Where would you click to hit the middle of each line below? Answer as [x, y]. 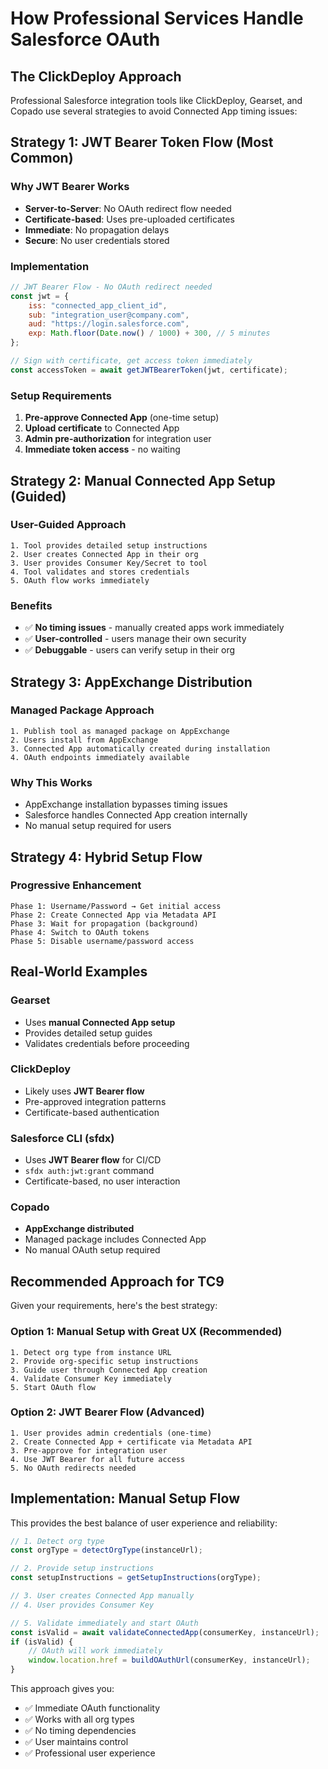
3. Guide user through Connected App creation [109, 1370]
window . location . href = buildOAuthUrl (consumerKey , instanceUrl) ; [169, 1660]
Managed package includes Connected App [115, 1239]
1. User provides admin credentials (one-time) [111, 1433]
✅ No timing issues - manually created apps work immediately [154, 628]
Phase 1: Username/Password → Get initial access [116, 906]
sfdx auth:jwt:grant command [89, 1171]
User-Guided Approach [68, 525]
